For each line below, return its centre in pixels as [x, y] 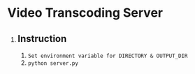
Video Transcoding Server [85, 13]
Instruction [42, 39]
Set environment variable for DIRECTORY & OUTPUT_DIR [108, 56]
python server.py [53, 64]
